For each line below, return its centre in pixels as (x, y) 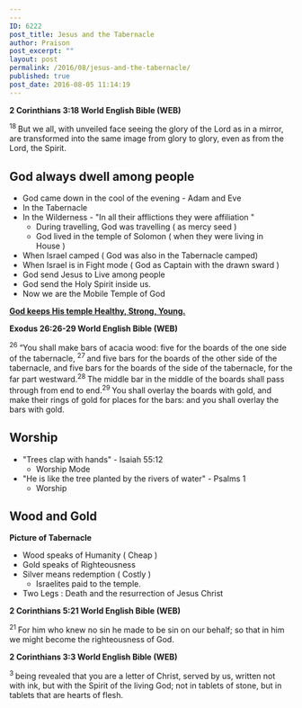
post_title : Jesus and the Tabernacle (82, 34)
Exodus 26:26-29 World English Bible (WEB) (93, 328)
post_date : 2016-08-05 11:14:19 (70, 85)
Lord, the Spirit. (38, 148)
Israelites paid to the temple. (88, 584)
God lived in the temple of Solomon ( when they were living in (149, 237)
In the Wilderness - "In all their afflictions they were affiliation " (138, 218)
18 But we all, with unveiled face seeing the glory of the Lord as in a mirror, (147, 129)
